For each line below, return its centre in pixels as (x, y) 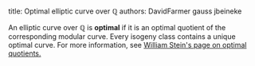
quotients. (25, 53)
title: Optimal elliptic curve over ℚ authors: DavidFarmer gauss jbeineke (125, 11)
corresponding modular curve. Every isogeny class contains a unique (122, 37)
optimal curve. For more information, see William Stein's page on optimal (127, 45)
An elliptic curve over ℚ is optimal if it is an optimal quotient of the (117, 27)
